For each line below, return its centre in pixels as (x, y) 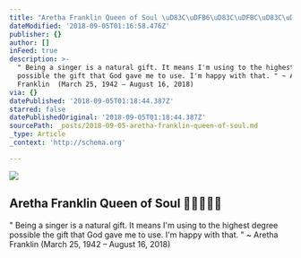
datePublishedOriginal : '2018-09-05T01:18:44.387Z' (107, 117)
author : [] (30, 43)
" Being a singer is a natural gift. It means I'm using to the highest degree (144, 225)
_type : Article (38, 134)
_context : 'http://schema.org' (68, 142)
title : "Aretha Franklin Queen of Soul (84, 17)
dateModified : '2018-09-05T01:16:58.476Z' (90, 26)
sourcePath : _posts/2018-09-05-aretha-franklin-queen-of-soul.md (133, 126)
